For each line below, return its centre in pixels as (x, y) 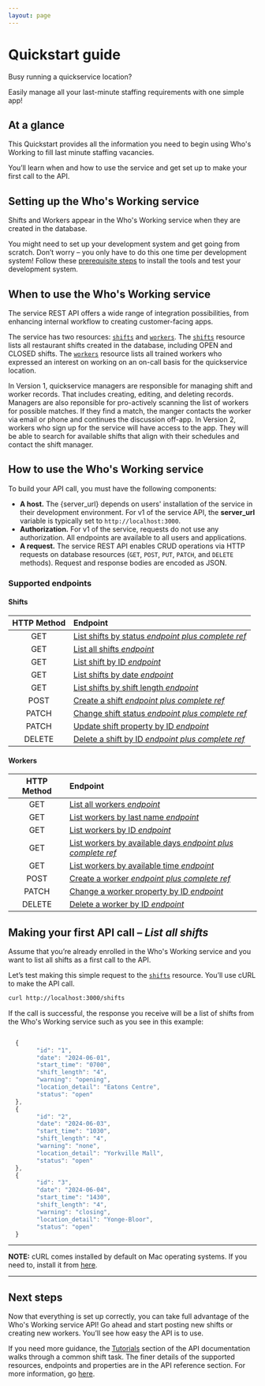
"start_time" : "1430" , (74, 1198)
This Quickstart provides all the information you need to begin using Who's (130, 144)
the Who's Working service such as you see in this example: (106, 1021)
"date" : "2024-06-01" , (74, 1058)
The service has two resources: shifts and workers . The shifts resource (127, 337)
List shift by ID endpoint (118, 661)
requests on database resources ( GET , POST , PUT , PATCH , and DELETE (127, 554)
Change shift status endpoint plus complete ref (160, 713)
